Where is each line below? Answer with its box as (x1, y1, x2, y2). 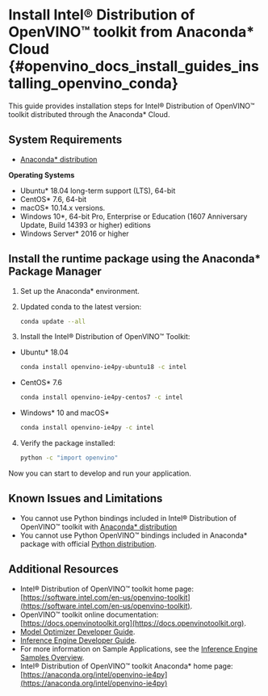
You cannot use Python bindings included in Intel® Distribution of (19, 513, 237, 522)
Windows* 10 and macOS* (19, 408, 110, 417)
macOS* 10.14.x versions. (19, 203, 106, 212)
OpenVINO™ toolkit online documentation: (19, 610, 159, 619)
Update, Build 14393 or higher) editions (19, 220, 151, 229)
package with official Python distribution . (19, 539, 157, 548)
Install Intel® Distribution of (8, 6, 195, 24)
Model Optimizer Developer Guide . (19, 627, 136, 636)
